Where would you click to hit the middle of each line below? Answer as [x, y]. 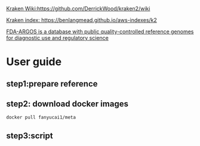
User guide [34, 62]
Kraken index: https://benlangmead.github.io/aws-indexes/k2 [81, 20]
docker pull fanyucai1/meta [41, 118]
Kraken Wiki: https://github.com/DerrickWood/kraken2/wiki [78, 9]
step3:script [30, 136]
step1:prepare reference [52, 83]
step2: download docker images [67, 104]
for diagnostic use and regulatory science [57, 38]
